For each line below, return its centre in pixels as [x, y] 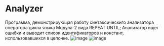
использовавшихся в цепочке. [37, 38]
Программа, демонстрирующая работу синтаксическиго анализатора [80, 22]
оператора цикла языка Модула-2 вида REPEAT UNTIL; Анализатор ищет [82, 27]
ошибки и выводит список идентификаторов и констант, [65, 33]
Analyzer [24, 9]
